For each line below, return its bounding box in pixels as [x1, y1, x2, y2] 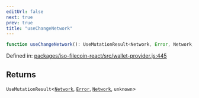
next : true [6, 14, 33, 20]
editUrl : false [6, 8, 44, 15]
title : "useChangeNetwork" [6, 25, 73, 31]
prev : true [6, 20, 33, 26]
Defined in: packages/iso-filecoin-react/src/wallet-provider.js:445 [6, 52, 167, 59]
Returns [6, 69, 37, 80]
